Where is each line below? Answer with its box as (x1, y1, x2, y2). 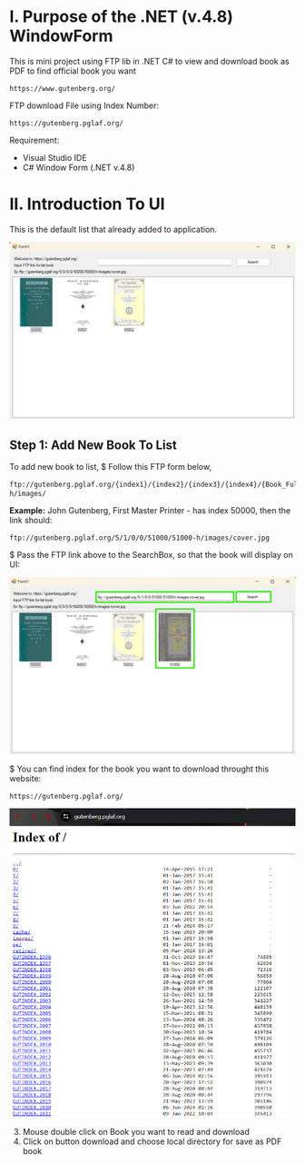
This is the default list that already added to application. (9, 224, 218, 234)
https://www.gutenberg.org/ (9, 84, 116, 93)
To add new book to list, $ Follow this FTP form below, (9, 462, 212, 473)
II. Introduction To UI (9, 194, 165, 214)
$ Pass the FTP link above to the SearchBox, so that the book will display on (9, 550, 293, 561)
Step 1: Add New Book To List (9, 437, 177, 453)
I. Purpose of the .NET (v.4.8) (9, 6, 233, 27)
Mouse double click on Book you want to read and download (22, 1127, 250, 1138)
